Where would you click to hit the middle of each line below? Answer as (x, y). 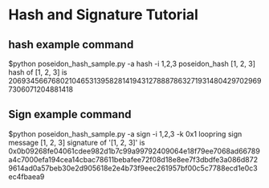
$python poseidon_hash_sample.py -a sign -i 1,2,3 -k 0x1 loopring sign (125, 133)
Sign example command (70, 114)
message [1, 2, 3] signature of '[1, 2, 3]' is (77, 142)
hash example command (71, 45)
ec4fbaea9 (26, 176)
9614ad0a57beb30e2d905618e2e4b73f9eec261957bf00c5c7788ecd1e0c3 (133, 168)
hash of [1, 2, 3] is (38, 72)
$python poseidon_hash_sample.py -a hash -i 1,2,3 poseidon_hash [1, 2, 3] (132, 63)
